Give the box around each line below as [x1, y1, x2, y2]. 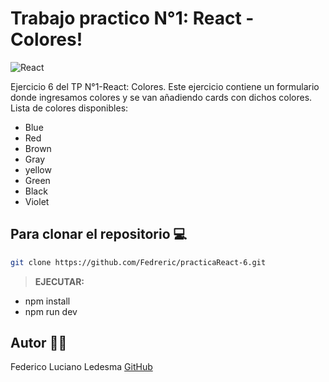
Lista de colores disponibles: [10, 102, 129, 114]
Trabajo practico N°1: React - [10, 7, 255, 30]
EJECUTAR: [34, 275, 85, 287]
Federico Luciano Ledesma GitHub [10, 361, 153, 373]
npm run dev [24, 305, 78, 317]
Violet [24, 195, 50, 207]
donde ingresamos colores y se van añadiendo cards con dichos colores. [10, 91, 313, 103]
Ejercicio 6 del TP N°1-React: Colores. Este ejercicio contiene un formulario [10, 80, 320, 92]
